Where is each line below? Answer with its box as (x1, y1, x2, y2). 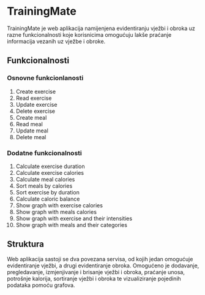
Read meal (15, 120, 43, 128)
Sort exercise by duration (15, 188, 80, 196)
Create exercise (15, 88, 56, 95)
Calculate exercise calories (15, 169, 84, 176)
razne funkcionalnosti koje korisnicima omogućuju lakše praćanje (7, 31, 172, 38)
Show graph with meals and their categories (15, 221, 128, 228)
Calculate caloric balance (15, 195, 80, 202)
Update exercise (15, 101, 58, 108)
